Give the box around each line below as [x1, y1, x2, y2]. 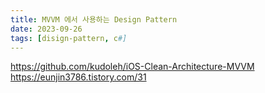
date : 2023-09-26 [10, 24, 83, 34]
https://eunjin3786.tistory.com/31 [10, 71, 147, 83]
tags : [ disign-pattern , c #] [10, 33, 128, 43]
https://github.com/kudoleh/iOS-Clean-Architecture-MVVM [10, 61, 255, 73]
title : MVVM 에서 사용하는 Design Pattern [10, 14, 178, 25]
